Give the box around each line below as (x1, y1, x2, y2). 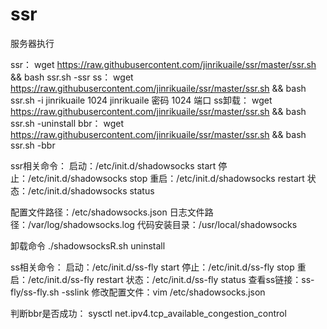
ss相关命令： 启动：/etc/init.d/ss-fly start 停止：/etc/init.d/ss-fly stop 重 (10, 261, 307, 273)
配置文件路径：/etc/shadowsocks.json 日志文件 (10, 206, 205, 218)
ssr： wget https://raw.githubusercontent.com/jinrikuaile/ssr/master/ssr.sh (10, 58, 317, 70)
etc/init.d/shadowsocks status (31, 184, 155, 197)
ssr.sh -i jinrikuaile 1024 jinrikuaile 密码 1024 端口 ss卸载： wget (10, 94, 273, 106)
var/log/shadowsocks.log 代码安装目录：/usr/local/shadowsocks (31, 218, 298, 230)
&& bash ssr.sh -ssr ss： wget (10, 71, 134, 83)
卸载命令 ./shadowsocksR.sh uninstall (10, 239, 166, 252)
